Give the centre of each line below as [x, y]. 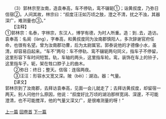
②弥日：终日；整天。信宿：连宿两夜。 [54, 70]
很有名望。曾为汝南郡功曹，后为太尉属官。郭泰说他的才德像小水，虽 [87, 45]
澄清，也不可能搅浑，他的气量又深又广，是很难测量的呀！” [65, 100]
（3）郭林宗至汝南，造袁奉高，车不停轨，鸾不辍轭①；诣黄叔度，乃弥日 [86, 8]
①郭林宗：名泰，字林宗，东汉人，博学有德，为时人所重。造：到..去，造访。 [83, 33]
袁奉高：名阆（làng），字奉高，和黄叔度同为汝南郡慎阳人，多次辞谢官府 [78, 39]
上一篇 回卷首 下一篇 [26, 112]
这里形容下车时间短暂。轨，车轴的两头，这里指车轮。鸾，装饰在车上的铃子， [83, 57]
